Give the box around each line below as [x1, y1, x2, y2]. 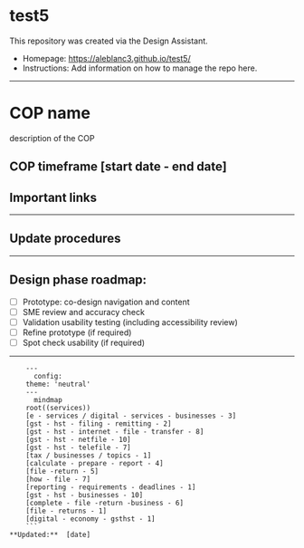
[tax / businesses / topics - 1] [25, 451, 152, 460]
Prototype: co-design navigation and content [22, 296, 190, 307]
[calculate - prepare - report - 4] [25, 459, 165, 468]
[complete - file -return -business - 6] [25, 499, 184, 508]
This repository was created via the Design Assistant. [9, 35, 208, 46]
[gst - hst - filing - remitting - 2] [25, 419, 172, 428]
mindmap [33, 396, 63, 405]
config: [33, 372, 63, 381]
